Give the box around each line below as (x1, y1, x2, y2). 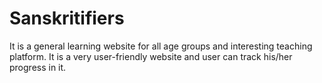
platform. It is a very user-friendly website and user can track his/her (9, 50, 293, 62)
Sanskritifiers (9, 7, 125, 30)
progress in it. (9, 61, 67, 73)
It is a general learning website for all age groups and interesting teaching (9, 40, 313, 52)
